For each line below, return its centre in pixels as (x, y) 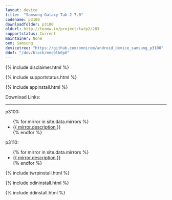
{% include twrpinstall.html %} (38, 173)
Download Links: (23, 97)
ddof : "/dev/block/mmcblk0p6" (38, 53)
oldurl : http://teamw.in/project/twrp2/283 (52, 29)
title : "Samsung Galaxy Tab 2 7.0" (44, 15)
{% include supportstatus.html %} (41, 77)
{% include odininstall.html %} (37, 183)
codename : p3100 (23, 19)
